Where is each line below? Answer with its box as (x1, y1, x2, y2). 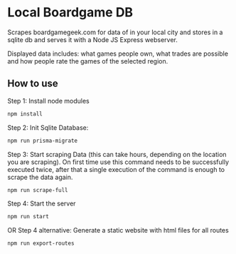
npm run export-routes (7, 240, 75, 247)
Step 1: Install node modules (7, 96, 90, 105)
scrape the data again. (7, 173, 73, 181)
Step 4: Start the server (7, 199, 76, 208)
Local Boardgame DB (7, 4, 134, 21)
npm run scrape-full (7, 186, 69, 193)
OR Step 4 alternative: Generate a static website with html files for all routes (7, 226, 229, 235)
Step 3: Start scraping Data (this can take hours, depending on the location (7, 150, 227, 158)
